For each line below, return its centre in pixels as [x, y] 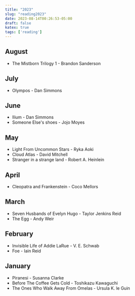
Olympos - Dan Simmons [37, 90]
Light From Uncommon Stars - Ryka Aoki [53, 149]
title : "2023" [19, 9]
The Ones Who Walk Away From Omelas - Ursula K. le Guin [71, 288]
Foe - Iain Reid [26, 251]
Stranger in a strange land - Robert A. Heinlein [58, 160]
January [18, 266]
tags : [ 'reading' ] [23, 32]
